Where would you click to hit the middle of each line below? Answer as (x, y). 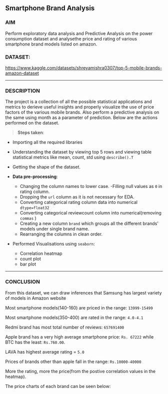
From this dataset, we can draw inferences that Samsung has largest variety (83, 292)
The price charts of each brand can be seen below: (58, 386)
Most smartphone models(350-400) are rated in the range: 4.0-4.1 (74, 317)
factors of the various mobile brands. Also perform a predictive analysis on (82, 112)
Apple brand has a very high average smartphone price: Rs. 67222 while (79, 336)
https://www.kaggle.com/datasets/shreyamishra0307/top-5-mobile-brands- (84, 67)
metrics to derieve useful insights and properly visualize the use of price (79, 107)
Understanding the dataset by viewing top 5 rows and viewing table (82, 152)
